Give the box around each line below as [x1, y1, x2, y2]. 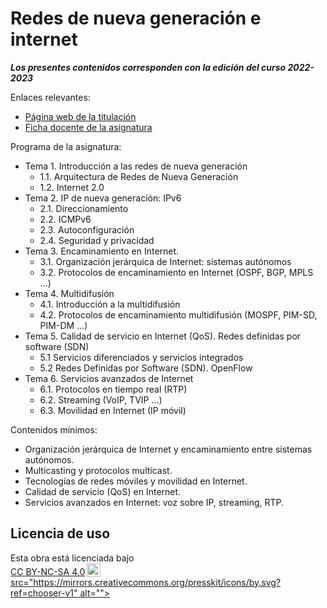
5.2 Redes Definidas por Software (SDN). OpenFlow [39, 362, 253, 374]
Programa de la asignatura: [10, 140, 122, 152]
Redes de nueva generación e [10, 7, 262, 30]
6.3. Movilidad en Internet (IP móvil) [39, 404, 187, 416]
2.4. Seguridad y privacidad [39, 234, 155, 246]
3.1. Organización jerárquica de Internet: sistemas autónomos [39, 255, 292, 267]
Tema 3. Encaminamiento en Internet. [24, 245, 180, 257]
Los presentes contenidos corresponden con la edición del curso [10, 61, 287, 73]
